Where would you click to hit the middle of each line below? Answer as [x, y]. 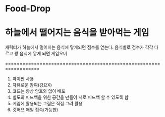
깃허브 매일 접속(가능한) [35, 110]
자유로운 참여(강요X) [32, 85]
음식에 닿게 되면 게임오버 [44, 54]
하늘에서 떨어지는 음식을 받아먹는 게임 [77, 33]
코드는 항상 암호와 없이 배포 [39, 91]
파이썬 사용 [23, 79]
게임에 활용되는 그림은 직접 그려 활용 [47, 104]
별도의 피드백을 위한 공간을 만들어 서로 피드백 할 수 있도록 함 [70, 97]
